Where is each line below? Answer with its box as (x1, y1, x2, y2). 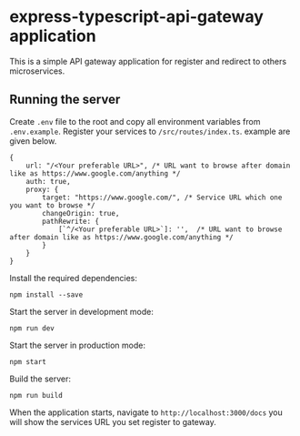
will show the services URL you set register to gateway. (9, 416, 216, 427)
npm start (9, 357, 47, 366)
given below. (9, 135, 57, 147)
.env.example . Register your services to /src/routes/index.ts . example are (9, 126, 291, 137)
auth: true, (25, 177, 71, 186)
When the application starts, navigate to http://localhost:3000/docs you (9, 407, 284, 418)
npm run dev (9, 323, 55, 333)
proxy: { (25, 185, 59, 194)
